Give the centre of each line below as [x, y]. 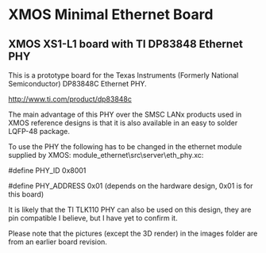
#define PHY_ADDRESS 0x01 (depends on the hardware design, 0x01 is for [131, 186]
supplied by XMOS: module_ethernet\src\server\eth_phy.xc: [106, 155]
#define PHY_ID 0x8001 [47, 171]
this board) [26, 194]
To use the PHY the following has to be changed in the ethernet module [125, 147]
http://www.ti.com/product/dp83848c [70, 99]
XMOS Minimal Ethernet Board [111, 15]
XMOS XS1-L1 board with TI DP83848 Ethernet [126, 44]
